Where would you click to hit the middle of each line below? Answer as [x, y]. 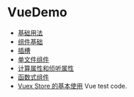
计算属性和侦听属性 [46, 68]
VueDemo [37, 12]
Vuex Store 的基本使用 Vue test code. [72, 86]
